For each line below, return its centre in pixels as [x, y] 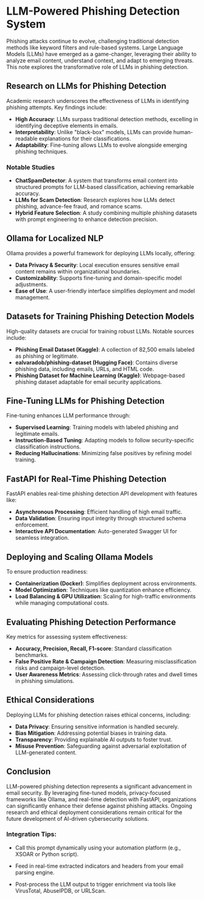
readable [26, 138]
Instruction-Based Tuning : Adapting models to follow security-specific [104, 441]
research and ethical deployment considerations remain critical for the [94, 812]
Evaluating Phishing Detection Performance [91, 622]
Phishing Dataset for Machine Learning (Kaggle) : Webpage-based [100, 375]
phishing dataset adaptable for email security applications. [89, 381]
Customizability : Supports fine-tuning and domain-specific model [98, 278]
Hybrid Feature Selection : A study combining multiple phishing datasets [106, 213]
